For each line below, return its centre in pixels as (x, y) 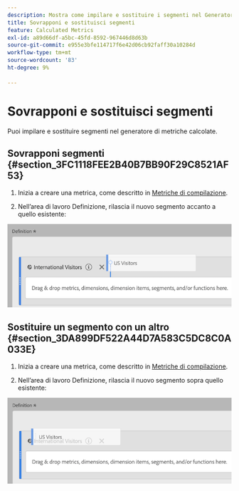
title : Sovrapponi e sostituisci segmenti (71, 22)
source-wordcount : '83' (43, 61)
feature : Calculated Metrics (51, 30)
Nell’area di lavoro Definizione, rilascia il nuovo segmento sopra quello (121, 381)
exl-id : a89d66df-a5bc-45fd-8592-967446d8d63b (78, 38)
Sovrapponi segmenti (56, 153)
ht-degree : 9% (28, 68)
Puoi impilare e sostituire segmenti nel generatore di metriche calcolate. (113, 131)
